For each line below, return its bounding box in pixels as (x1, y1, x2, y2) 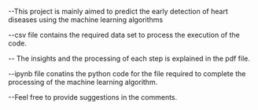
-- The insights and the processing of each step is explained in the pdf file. (8, 54, 250, 63)
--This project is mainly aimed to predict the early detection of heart (8, 7, 228, 16)
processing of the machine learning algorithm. (8, 78, 158, 86)
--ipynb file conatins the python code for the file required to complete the (8, 69, 246, 78)
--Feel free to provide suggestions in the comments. (8, 93, 178, 101)
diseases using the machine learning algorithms (8, 15, 164, 24)
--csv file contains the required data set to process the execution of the (8, 31, 240, 39)
